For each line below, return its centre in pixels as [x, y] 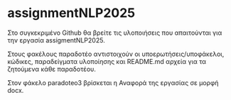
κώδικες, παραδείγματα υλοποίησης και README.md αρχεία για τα [107, 61]
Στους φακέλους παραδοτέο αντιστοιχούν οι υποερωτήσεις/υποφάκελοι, [116, 54]
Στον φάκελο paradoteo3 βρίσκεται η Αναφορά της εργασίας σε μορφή [113, 82]
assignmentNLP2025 [71, 13]
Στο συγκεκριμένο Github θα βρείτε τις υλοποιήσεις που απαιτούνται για [115, 33]
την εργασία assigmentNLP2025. [56, 40]
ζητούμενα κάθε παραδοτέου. [52, 69]
